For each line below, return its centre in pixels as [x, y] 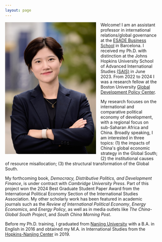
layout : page [18, 10]
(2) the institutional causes [127, 158]
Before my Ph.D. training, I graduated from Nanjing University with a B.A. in [80, 223]
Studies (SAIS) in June [123, 71]
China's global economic [125, 148]
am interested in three [122, 138]
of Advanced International [127, 66]
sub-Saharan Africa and [125, 127]
